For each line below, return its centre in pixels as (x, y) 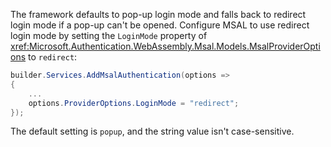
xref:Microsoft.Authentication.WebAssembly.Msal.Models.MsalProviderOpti (165, 46)
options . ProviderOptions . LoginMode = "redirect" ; (134, 103)
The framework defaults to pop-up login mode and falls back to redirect (158, 14)
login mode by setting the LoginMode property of (109, 35)
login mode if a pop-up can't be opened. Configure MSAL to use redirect (160, 25)
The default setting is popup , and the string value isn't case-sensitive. (152, 131)
